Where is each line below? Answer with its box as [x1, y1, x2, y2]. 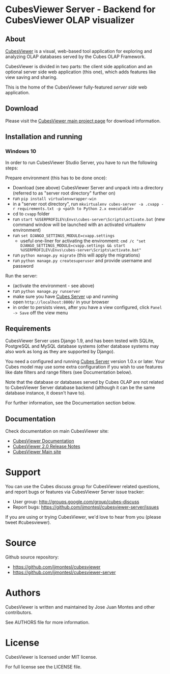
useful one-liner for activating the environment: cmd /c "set [20, 238, 146, 244]
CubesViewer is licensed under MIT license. [5, 654, 98, 660]
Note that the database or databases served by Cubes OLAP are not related [5, 379, 164, 385]
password [12, 263, 34, 269]
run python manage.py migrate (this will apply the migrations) [12, 252, 140, 258]
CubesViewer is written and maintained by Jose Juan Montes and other [5, 604, 155, 610]
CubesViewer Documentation [12, 438, 74, 444]
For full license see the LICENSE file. [5, 663, 82, 670]
